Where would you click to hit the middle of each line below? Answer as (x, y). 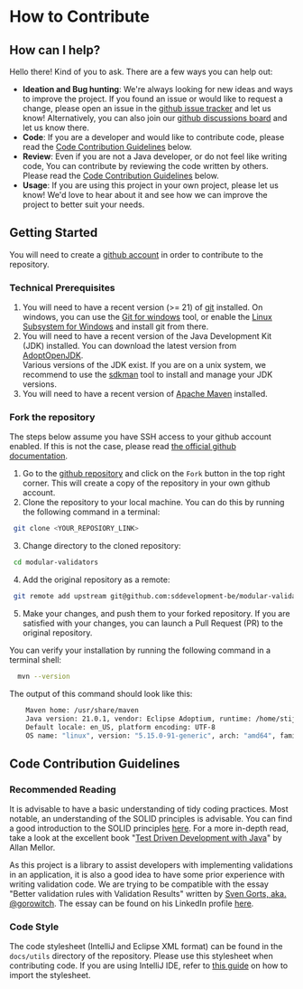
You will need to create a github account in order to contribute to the (136, 254)
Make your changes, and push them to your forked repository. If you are (156, 614)
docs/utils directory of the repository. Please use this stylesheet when (141, 956)
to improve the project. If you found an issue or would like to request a (153, 99)
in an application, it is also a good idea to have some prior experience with (147, 875)
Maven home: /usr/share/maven (83, 710)
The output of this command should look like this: (101, 693)
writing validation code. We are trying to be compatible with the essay (139, 884)
